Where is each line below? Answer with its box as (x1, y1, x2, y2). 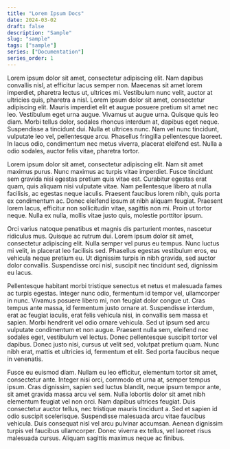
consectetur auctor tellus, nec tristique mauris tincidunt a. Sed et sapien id (7, 404, 218, 413)
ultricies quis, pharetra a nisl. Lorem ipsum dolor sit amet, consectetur (7, 96, 205, 104)
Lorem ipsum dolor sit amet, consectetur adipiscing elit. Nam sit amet (7, 160, 204, 168)
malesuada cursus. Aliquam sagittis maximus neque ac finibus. (7, 434, 185, 442)
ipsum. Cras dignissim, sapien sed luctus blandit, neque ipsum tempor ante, (7, 382, 222, 391)
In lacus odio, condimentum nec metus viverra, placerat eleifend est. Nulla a (7, 139, 222, 148)
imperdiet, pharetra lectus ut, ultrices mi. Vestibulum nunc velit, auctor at (7, 88, 213, 96)
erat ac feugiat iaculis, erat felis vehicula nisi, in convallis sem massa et (7, 311, 208, 319)
